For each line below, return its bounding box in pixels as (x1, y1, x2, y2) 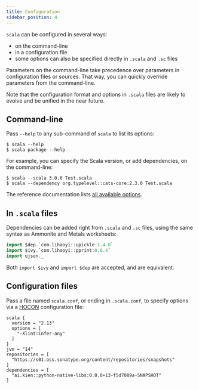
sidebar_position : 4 (6, 14, 58, 20)
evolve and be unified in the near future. (6, 97, 105, 104)
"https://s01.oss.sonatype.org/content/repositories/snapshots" (11, 356, 175, 363)
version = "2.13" (11, 320, 55, 326)
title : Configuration (6, 8, 60, 15)
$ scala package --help (6, 147, 66, 153)
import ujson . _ (6, 253, 44, 259)
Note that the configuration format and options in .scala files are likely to (6, 91, 186, 98)
